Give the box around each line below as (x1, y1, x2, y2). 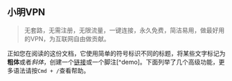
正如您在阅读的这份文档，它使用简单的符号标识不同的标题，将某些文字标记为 (7, 49, 226, 57)
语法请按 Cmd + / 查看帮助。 (12, 66, 90, 74)
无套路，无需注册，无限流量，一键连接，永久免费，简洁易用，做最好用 (24, 26, 225, 34)
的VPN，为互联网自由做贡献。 (24, 34, 110, 43)
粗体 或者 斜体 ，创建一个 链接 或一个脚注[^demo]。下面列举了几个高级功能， (7, 58, 220, 66)
